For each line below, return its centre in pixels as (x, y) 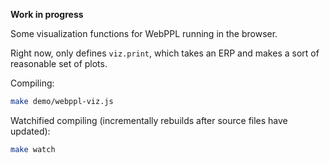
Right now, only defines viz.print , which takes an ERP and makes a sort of (165, 53)
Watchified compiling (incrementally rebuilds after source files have (149, 120)
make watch (33, 149)
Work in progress (47, 14)
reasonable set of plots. (59, 63)
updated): (30, 131)
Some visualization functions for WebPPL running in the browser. (144, 33)
